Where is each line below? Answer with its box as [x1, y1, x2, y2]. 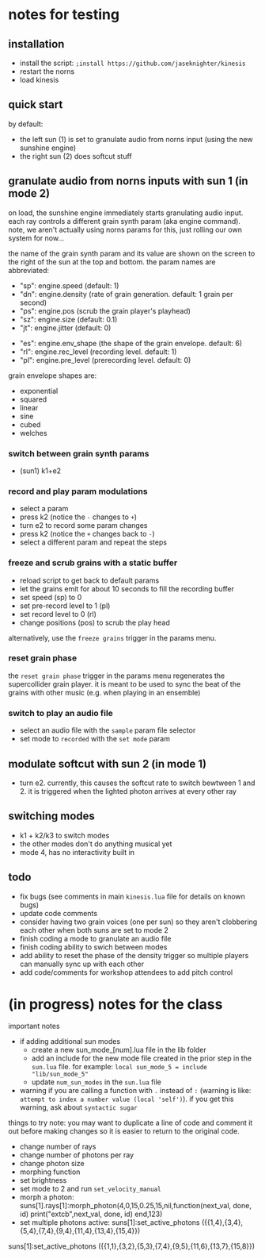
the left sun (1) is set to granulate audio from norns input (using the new [19, 134, 253, 144]
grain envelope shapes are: [8, 371, 97, 380]
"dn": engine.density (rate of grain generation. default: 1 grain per [19, 289, 233, 298]
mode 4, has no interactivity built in [19, 847, 135, 857]
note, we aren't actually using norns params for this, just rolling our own [8, 225, 243, 234]
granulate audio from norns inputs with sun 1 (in [8, 175, 248, 188]
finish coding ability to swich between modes [19, 942, 168, 952]
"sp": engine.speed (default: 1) [19, 280, 119, 291]
